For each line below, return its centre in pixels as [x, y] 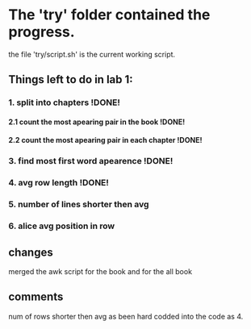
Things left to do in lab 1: [71, 79]
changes [31, 252]
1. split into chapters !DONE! [65, 102]
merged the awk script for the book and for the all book [100, 271]
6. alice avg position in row [62, 226]
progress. [42, 32]
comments [36, 297]
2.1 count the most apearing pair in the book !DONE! [97, 122]
